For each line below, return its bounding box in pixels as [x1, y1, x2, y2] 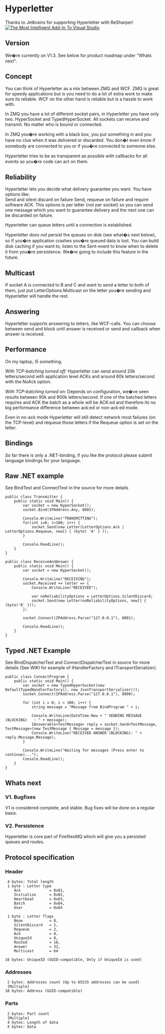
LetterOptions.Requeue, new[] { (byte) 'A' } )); [5, 529, 109, 534]
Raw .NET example [5, 472, 64, 480]
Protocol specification [5, 853, 75, 861]
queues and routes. [5, 839, 45, 845]
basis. [5, 810, 17, 816]
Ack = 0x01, [14, 888, 65, 893]
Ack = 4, [14, 931, 58, 936]
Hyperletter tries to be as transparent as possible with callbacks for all [5, 153, 148, 159]
